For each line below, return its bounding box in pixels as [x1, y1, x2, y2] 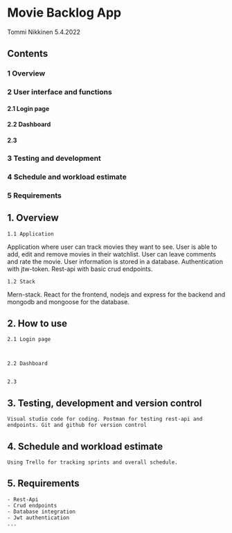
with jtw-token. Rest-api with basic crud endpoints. [7, 265, 153, 273]
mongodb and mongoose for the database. [7, 297, 130, 306]
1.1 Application [7, 230, 54, 237]
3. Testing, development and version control [7, 397, 202, 409]
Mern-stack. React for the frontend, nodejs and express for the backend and [7, 290, 226, 299]
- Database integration [7, 508, 76, 515]
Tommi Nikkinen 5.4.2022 [7, 28, 81, 36]
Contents [7, 48, 48, 60]
